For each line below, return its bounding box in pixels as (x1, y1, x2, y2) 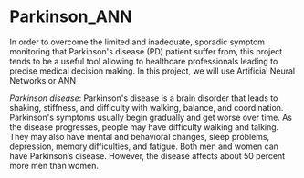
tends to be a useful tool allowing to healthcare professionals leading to (9, 55, 278, 66)
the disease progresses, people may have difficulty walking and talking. (9, 121, 279, 133)
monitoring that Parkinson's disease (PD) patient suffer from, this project (9, 45, 283, 56)
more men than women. (9, 160, 99, 171)
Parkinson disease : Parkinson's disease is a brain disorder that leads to (9, 93, 278, 104)
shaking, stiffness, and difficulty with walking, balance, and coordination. (9, 102, 284, 113)
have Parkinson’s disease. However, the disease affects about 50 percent (9, 150, 286, 161)
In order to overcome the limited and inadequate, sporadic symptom (9, 36, 266, 47)
